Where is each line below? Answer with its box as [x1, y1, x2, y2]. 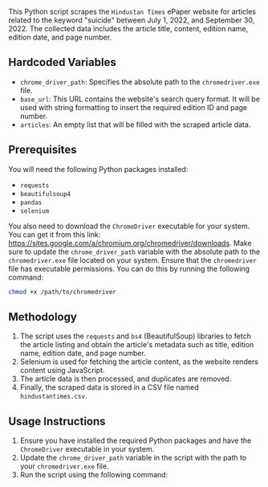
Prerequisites [8, 143, 77, 157]
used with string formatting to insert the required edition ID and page [19, 102, 248, 112]
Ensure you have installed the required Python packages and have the [19, 436, 252, 445]
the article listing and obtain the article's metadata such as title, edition [19, 340, 254, 350]
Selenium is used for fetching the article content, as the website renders [19, 357, 259, 366]
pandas [19, 198, 43, 207]
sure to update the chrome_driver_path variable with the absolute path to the [8, 247, 261, 256]
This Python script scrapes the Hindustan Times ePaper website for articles [8, 7, 257, 16]
